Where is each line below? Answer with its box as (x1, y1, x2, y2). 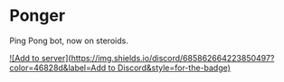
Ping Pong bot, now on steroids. (9, 35, 128, 46)
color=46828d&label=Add (9, 62, 107, 73)
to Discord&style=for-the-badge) (108, 62, 231, 73)
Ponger (9, 5, 66, 26)
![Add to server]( (9, 52, 71, 63)
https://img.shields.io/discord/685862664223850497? (71, 52, 275, 63)
